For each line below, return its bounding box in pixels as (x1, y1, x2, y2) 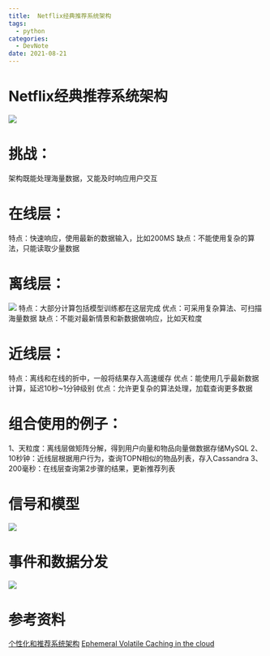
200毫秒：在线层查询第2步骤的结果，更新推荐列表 (8, 464, 176, 473)
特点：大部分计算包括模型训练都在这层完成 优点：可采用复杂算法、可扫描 (18, 303, 262, 313)
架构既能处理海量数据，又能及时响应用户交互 (8, 173, 158, 183)
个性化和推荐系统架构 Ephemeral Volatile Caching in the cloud (8, 639, 215, 649)
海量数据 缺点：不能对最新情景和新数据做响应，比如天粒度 (8, 313, 203, 323)
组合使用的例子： (8, 415, 123, 433)
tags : (8, 19, 27, 28)
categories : (8, 34, 49, 43)
